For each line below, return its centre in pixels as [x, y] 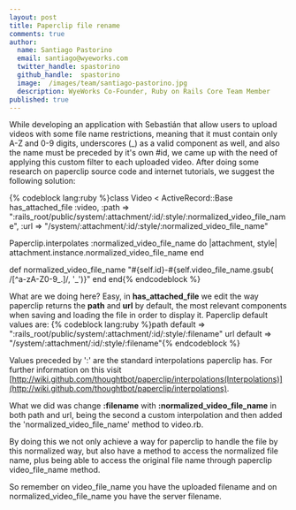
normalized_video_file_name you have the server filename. [116, 497]
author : [23, 42]
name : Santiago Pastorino [65, 50]
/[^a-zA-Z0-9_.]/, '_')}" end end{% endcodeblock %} [105, 279]
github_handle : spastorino [69, 75]
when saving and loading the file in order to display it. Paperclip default [138, 316]
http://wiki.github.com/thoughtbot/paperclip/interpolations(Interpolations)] [147, 379]
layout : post [33, 17]
